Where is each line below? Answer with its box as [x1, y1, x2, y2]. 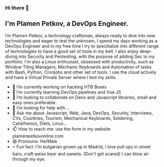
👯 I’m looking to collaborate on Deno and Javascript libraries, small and [12, 94, 157, 100]
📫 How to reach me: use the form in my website [12, 126, 111, 132]
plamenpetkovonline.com [12, 133, 64, 139]
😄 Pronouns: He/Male [12, 138, 58, 144]
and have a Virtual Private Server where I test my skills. [5, 74, 117, 80]
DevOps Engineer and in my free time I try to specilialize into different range [5, 43, 159, 49]
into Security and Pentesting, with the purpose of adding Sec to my [19, 54, 155, 59]
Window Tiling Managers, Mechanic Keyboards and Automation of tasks [5, 64, 152, 70]
